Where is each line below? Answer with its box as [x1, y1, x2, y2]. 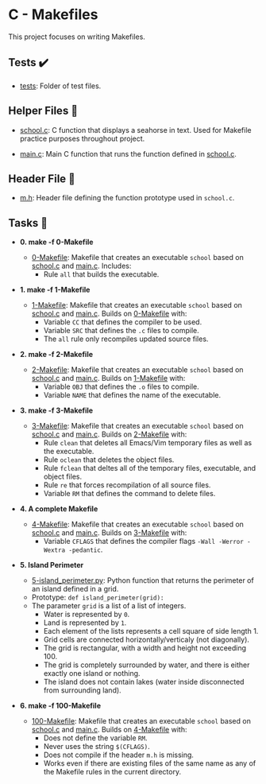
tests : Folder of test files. [19, 81, 102, 91]
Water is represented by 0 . [43, 610, 130, 619]
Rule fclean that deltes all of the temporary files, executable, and [43, 464, 256, 473]
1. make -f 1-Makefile [19, 285, 91, 295]
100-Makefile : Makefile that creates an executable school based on [31, 716, 252, 726]
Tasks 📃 [8, 216, 48, 230]
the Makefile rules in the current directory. [43, 767, 181, 777]
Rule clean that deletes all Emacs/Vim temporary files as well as [43, 438, 253, 448]
